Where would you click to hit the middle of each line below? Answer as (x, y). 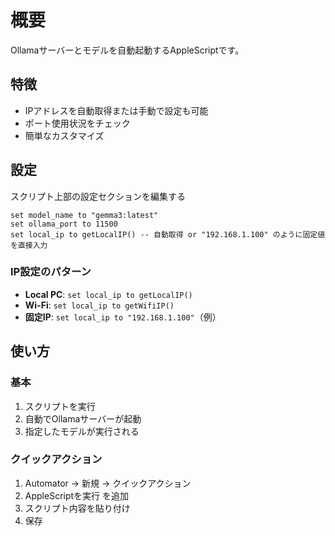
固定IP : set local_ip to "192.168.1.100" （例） (123, 317)
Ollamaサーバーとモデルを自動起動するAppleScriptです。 (127, 50)
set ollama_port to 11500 (64, 224)
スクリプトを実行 (60, 406)
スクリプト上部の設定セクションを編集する (98, 196)
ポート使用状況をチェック (77, 123)
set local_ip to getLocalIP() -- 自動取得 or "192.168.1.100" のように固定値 (168, 234)
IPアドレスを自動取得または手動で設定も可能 (116, 110)
